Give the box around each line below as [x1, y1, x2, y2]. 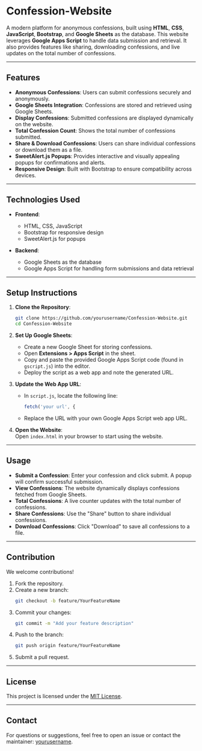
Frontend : [14, 210, 40, 217]
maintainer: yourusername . [6, 738, 73, 745]
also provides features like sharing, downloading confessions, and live [6, 43, 180, 50]
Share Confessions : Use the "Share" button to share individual [14, 509, 171, 517]
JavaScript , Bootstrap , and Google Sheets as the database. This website [6, 30, 189, 37]
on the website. [14, 120, 54, 127]
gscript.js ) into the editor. [23, 362, 91, 370]
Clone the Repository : [14, 303, 71, 311]
